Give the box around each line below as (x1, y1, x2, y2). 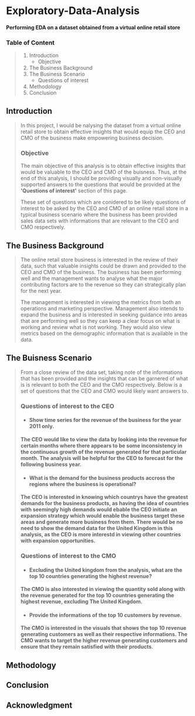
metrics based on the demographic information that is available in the (20, 330, 189, 337)
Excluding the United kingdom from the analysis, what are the (29, 566, 183, 573)
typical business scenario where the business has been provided (20, 211, 177, 218)
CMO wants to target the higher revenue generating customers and (20, 637, 188, 644)
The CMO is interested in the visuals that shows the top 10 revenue (20, 624, 187, 631)
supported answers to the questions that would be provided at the (20, 181, 180, 188)
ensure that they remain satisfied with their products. (20, 643, 153, 650)
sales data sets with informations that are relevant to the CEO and (20, 217, 179, 224)
